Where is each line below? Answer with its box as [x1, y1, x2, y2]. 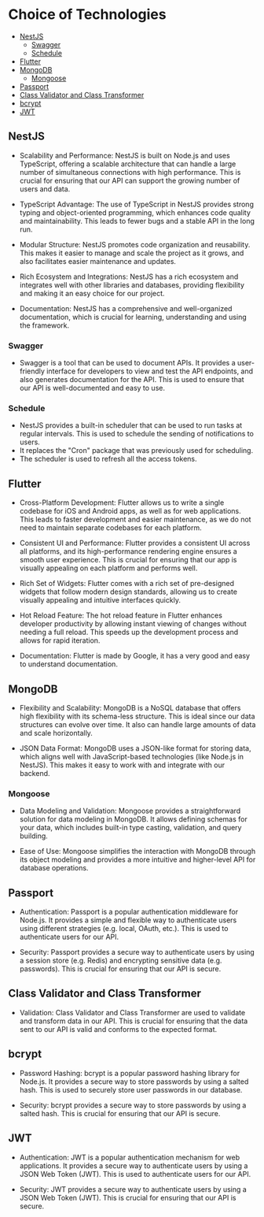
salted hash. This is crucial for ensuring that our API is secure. [19, 1108, 221, 1118]
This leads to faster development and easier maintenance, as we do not [19, 514, 251, 525]
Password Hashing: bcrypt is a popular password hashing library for [19, 1068, 240, 1078]
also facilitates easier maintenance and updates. [19, 256, 177, 265]
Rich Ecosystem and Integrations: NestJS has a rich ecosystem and [19, 272, 239, 281]
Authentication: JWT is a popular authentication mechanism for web [19, 1152, 240, 1162]
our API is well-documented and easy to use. [19, 384, 165, 393]
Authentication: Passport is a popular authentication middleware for [19, 907, 238, 917]
